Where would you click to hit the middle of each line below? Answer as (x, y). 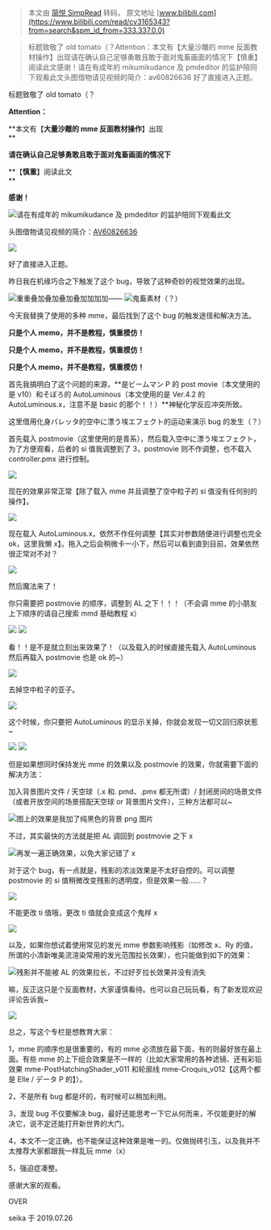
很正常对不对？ (33, 554)
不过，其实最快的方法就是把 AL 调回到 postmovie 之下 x (101, 836)
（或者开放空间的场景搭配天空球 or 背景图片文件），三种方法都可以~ (120, 802)
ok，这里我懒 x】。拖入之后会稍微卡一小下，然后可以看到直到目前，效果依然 (134, 544)
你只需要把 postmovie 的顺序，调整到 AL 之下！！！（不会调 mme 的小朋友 (133, 603)
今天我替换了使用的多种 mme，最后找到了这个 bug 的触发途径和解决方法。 (132, 315)
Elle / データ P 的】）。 (52, 1079)
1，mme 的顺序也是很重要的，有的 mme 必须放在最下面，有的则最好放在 (128, 1049)
